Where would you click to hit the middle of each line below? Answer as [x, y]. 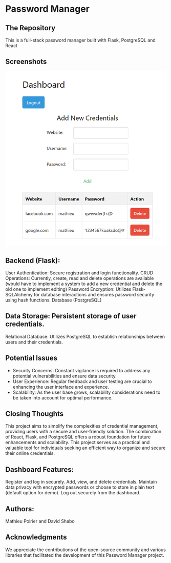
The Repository [30, 28]
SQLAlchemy [19, 294]
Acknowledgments [36, 537]
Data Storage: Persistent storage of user [71, 316]
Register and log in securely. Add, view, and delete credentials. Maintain [81, 482]
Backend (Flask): [33, 260]
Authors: [20, 509]
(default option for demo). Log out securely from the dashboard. [73, 493]
